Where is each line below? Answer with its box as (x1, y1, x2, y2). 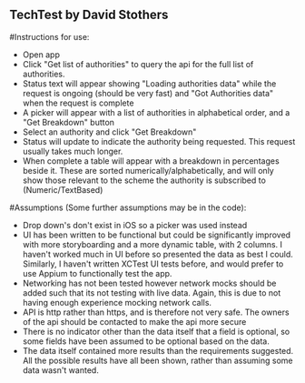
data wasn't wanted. (22, 364, 100, 376)
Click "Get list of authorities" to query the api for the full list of (22, 58, 254, 69)
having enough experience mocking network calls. (22, 297, 212, 307)
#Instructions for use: (9, 31, 90, 42)
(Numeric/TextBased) (22, 184, 103, 195)
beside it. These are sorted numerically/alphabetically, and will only (22, 165, 274, 176)
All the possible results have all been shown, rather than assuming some (22, 355, 293, 366)
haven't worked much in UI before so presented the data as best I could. (22, 248, 293, 259)
